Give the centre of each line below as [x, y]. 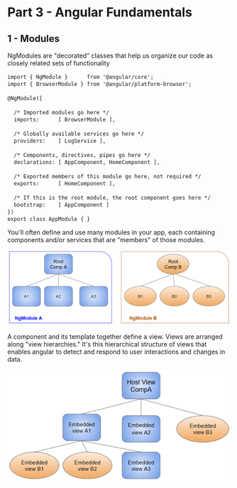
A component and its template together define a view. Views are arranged [115, 336]
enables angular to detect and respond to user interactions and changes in [116, 352]
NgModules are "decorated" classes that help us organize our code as [110, 55]
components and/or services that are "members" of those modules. [106, 240]
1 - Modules [34, 39]
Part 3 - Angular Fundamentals [100, 12]
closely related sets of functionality [59, 63]
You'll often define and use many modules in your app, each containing [111, 232]
